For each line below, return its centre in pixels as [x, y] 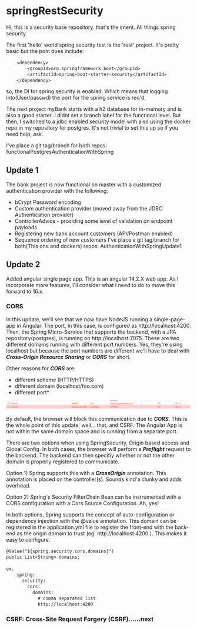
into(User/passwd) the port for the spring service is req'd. [76, 97]
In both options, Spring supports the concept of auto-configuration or [90, 515]
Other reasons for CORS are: [41, 368]
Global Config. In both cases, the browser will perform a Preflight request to [98, 449]
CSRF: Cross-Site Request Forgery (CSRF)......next [80, 619]
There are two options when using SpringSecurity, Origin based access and [98, 443]
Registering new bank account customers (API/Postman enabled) [94, 233]
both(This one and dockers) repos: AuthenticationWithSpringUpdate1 [98, 246]
